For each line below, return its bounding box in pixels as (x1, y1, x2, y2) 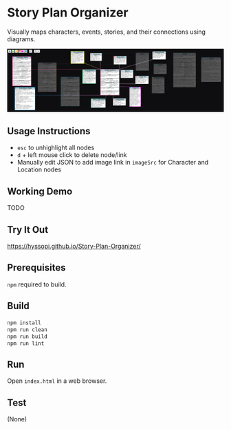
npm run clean (7, 326, 48, 333)
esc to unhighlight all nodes (16, 143, 95, 152)
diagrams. (7, 34, 36, 43)
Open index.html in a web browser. (7, 377, 107, 385)
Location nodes (16, 165, 62, 174)
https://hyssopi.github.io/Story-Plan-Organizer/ (7, 242, 141, 251)
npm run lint (7, 339, 45, 347)
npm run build (7, 333, 48, 340)
